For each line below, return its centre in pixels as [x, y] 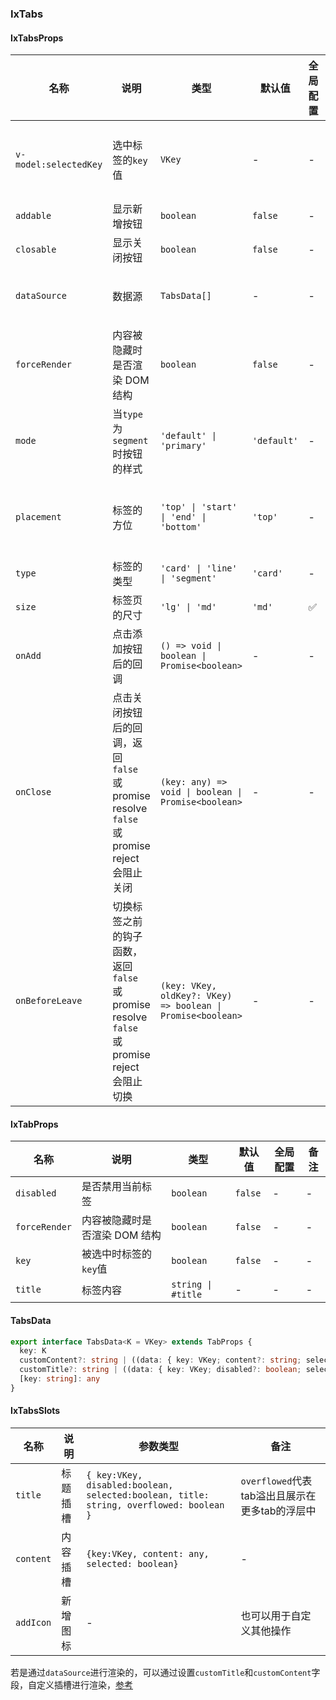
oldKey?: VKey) [196, 996]
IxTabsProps [37, 38]
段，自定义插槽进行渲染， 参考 [71, 1684]
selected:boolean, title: [148, 1495]
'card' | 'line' [198, 568]
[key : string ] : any [60, 1379]
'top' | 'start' [198, 507]
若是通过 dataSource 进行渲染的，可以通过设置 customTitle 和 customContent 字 [165, 1672]
